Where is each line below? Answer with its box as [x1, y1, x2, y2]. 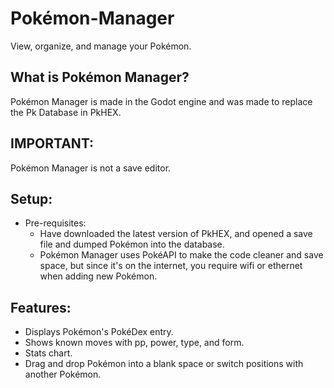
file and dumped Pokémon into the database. [39, 238, 225, 251]
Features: [10, 299, 72, 316]
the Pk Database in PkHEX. [10, 106, 122, 118]
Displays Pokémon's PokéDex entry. [24, 326, 174, 338]
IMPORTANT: [10, 135, 95, 152]
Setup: [10, 190, 53, 207]
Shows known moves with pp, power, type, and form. [24, 337, 245, 349]
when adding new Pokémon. [39, 270, 158, 282]
